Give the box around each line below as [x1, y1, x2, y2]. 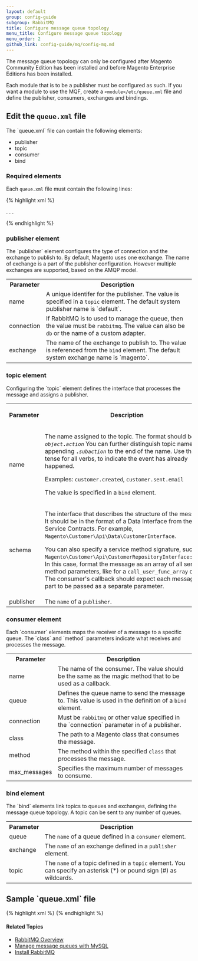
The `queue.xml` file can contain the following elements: [6, 127, 143, 134]
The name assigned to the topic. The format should [44, 432, 187, 440]
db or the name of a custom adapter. [46, 329, 146, 337]
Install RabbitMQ [14, 949, 55, 956]
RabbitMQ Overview [14, 936, 64, 943]
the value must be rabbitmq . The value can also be [46, 322, 186, 330]
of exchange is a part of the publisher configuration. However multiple [6, 260, 177, 267]
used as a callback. [58, 679, 111, 687]
